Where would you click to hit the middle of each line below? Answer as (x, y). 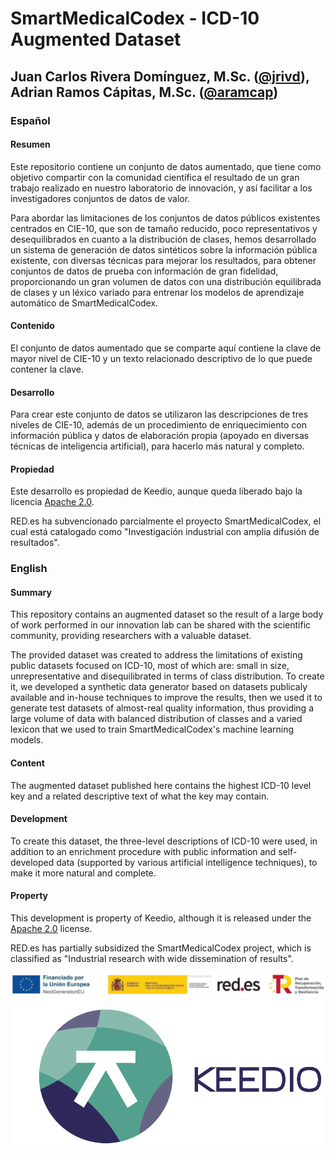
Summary (31, 592)
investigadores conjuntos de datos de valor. (100, 198)
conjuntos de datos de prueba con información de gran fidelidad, (144, 271)
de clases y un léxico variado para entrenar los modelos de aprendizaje (157, 292)
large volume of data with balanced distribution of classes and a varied (156, 719)
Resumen (30, 144)
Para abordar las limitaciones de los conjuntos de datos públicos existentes (165, 218)
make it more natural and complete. (83, 873)
